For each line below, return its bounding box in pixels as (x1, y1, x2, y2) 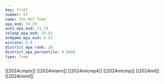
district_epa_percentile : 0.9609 (5, 49, 75, 54)
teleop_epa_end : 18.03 (5, 31, 53, 36)
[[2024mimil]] (5, 73, 34, 79)
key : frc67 (5, 7, 28, 13)
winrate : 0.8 (5, 40, 33, 45)
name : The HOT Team (5, 17, 46, 22)
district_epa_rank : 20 (5, 45, 53, 50)
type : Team (5, 54, 28, 59)
